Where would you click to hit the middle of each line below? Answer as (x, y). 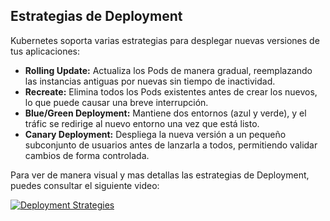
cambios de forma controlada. (87, 155)
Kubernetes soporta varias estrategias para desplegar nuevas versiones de (165, 40)
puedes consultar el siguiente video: (85, 185)
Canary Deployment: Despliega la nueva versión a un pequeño (155, 134)
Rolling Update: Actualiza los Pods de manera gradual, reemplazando (168, 70)
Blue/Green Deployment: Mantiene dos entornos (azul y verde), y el (165, 113)
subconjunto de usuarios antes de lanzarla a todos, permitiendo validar (171, 145)
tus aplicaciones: (45, 51)
